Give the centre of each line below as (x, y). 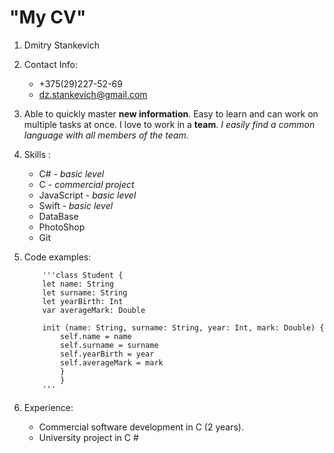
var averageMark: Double (94, 310)
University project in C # (88, 437)
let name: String (78, 284)
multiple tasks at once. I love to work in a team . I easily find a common (169, 124)
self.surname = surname (109, 345)
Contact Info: (50, 64)
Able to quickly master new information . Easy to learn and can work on (171, 113)
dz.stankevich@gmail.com (93, 94)
